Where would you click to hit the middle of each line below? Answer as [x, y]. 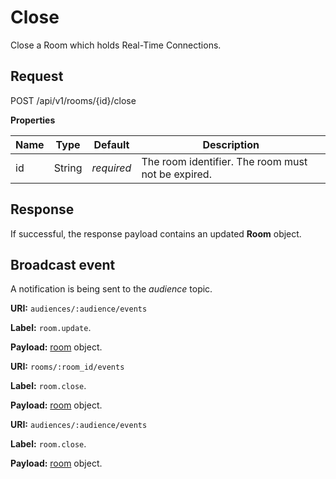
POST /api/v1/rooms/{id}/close [73, 100]
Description [231, 144]
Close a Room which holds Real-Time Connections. [116, 45]
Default [111, 144]
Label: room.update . [51, 328]
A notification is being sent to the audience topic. [111, 289]
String [68, 168]
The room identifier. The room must [224, 161]
